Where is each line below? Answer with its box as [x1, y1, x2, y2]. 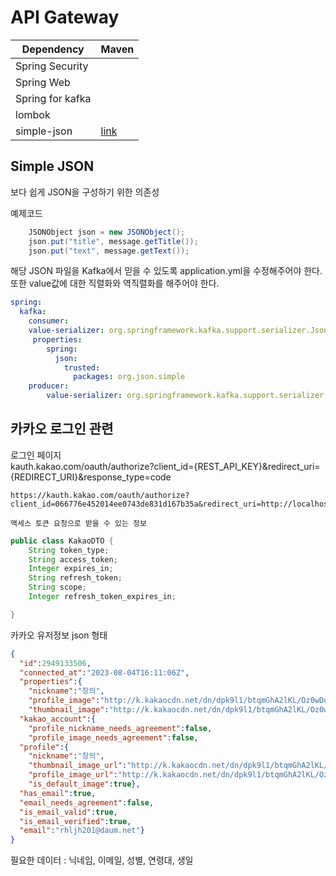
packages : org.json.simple [73, 372, 186, 382]
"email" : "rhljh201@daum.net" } [19, 826, 145, 836]
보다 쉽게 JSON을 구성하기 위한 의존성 [10, 186, 160, 198]
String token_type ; [28, 545, 110, 555]
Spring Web [15, 75, 71, 89]
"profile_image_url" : [28, 770, 118, 780]
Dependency [21, 42, 85, 56]
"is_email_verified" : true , [19, 816, 132, 826]
